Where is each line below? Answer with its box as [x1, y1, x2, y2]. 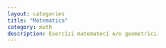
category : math [7, 23, 52, 30]
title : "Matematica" [7, 17, 69, 24]
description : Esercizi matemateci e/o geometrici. [7, 30, 160, 37]
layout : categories [7, 10, 65, 18]
